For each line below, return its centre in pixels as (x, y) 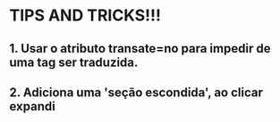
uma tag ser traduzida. (74, 62)
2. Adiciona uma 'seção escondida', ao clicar (136, 92)
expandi (32, 106)
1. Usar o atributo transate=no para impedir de (140, 49)
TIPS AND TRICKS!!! (85, 16)
